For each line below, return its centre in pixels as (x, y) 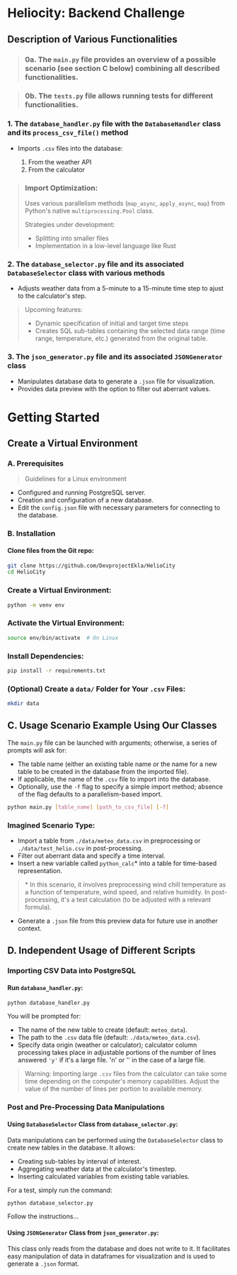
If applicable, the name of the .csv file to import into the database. (114, 779)
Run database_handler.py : (45, 987)
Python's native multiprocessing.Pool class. (89, 211)
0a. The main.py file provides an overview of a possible (120, 60)
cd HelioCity (27, 572)
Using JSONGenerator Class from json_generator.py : (83, 1233)
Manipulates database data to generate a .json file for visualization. (116, 381)
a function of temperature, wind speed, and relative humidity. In (117, 892)
